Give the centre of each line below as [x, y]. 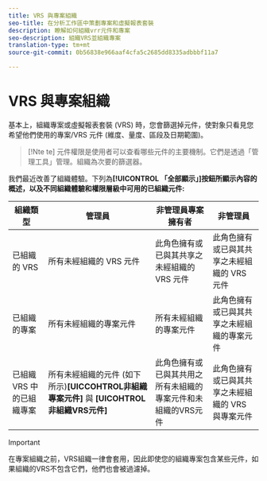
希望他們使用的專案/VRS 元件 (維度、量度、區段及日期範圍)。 [108, 134]
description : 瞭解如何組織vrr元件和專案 [70, 30]
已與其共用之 [179, 374]
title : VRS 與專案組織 [43, 16]
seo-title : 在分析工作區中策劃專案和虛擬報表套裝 [81, 23]
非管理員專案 [180, 210]
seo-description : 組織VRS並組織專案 [65, 38]
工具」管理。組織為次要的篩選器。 [91, 161]
